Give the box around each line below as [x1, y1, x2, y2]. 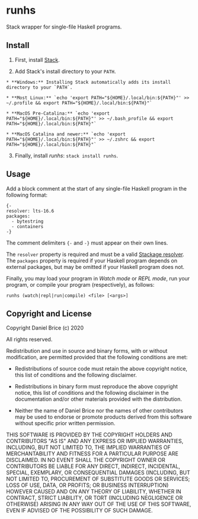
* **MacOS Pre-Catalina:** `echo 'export [6, 110, 110, 116]
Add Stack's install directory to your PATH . [14, 68, 116, 75]
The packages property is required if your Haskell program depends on [6, 257, 178, 264]
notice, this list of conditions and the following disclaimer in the [14, 390, 169, 397]
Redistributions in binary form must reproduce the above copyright [14, 383, 178, 390]
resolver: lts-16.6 [6, 208, 55, 214]
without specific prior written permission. [14, 420, 116, 427]
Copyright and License [6, 308, 92, 318]
